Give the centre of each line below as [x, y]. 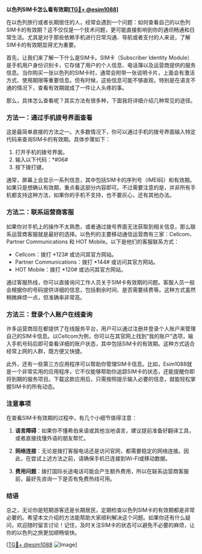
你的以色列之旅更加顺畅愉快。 [43, 533]
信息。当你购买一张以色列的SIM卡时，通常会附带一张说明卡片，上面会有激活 [101, 73]
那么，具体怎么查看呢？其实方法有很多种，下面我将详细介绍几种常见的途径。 [101, 101]
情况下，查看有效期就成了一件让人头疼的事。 [72, 88]
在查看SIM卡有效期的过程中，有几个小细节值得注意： [72, 418]
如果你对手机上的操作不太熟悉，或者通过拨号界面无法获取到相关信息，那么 [98, 226]
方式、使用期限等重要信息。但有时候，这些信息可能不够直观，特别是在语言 [98, 80]
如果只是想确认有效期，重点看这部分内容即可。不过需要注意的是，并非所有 [98, 188]
